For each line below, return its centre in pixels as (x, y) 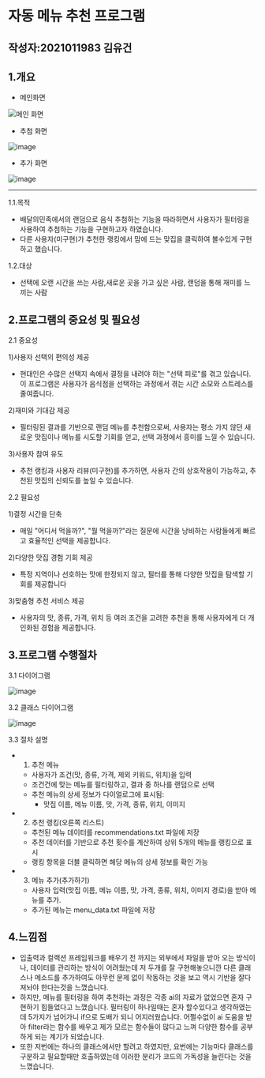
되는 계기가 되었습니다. (69, 1036)
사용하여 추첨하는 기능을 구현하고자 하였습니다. (91, 229)
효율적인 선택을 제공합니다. (69, 541)
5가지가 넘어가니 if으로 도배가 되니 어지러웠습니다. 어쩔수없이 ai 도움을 (136, 1016)
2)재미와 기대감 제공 (39, 411)
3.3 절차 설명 (28, 740)
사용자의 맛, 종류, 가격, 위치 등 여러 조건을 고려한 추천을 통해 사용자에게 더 (133, 618)
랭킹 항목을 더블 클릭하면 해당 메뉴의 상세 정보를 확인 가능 (120, 862)
